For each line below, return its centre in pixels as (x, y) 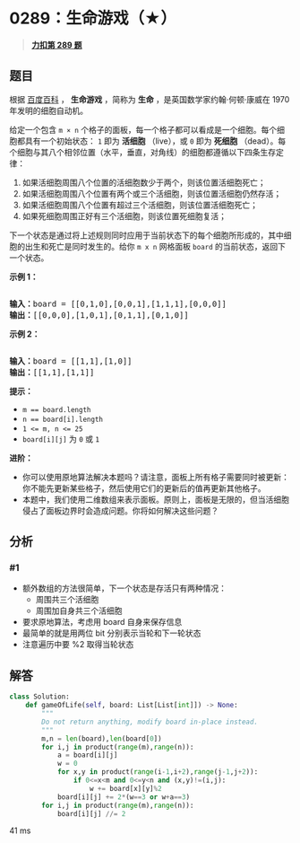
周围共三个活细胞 (67, 600)
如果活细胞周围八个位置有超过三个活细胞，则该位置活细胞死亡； (140, 205)
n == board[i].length (62, 419)
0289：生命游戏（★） (93, 18)
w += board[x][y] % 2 (126, 788)
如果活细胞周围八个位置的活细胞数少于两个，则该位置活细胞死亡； (144, 182)
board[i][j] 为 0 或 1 (61, 439)
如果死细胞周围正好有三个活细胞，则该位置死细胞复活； (124, 215)
